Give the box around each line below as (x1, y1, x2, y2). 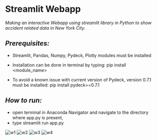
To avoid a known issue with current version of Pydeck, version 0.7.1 (12, 76, 152, 82)
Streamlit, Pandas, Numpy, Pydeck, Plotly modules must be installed (12, 52, 152, 58)
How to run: (5, 96, 42, 105)
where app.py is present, (12, 114, 63, 120)
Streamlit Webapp (5, 3, 81, 15)
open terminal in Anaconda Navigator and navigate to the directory (12, 109, 149, 115)
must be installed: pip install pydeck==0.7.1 (12, 82, 100, 88)
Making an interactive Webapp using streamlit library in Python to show (5, 20, 152, 26)
